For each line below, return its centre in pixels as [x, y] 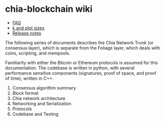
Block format [25, 93]
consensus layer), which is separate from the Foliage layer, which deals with [83, 48]
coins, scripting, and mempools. [38, 53]
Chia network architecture [39, 98]
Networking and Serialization [42, 103]
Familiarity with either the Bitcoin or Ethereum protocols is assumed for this [82, 62]
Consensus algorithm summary [44, 88]
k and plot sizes [28, 28]
